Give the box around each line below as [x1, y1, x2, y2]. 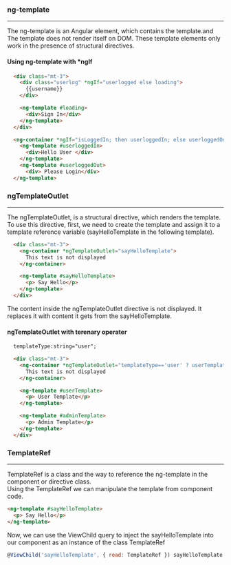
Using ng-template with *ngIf [7, 57, 93, 66]
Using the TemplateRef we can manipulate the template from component [7, 484, 213, 493]
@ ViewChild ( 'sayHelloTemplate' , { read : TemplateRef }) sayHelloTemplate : [7, 551, 226, 558]
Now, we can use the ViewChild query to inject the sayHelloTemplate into [7, 531, 214, 539]
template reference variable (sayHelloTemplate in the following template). [7, 228, 214, 236]
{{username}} [25, 86, 63, 92]
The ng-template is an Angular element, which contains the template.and [7, 27, 214, 35]
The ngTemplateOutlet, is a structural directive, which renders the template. [7, 212, 221, 221]
